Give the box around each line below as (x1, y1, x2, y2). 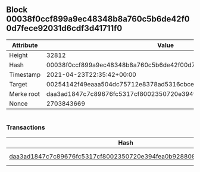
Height (9, 51, 28, 59)
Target (9, 80, 28, 88)
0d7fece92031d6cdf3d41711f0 (6, 23, 123, 33)
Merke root (9, 89, 40, 98)
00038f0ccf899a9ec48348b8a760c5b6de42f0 (6, 14, 190, 24)
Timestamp (9, 70, 41, 79)
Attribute (11, 41, 38, 49)
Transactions (6, 123, 46, 132)
